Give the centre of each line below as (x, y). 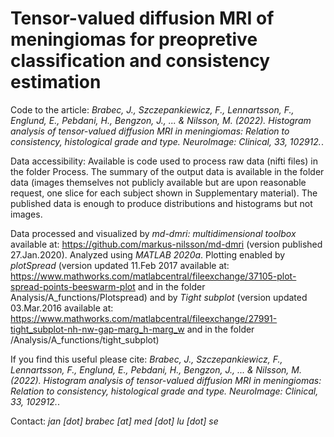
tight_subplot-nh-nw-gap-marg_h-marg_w (97, 329)
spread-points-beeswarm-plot (73, 286)
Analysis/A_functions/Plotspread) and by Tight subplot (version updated (159, 297)
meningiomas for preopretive (134, 39)
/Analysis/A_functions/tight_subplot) (85, 339)
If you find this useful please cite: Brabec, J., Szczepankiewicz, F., (146, 359)
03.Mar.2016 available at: (62, 308)
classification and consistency (140, 61)
